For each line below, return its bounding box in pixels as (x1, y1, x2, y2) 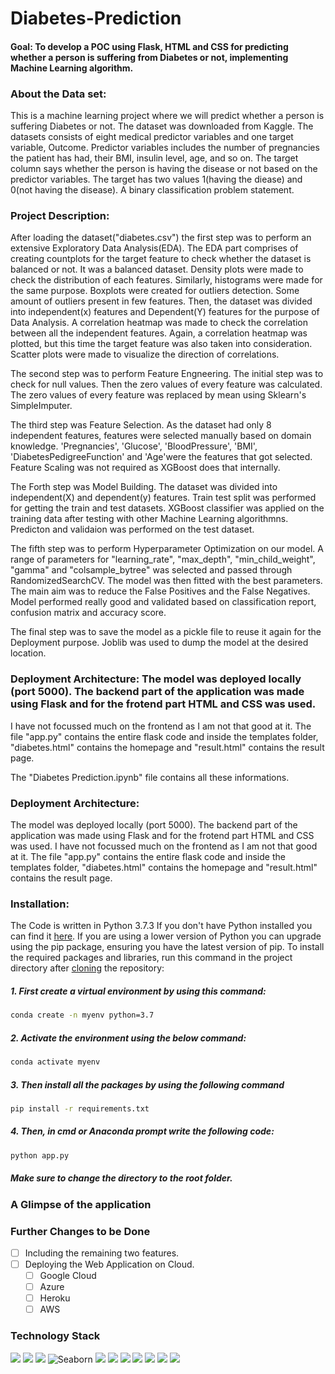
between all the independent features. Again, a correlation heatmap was (10, 327, 308, 339)
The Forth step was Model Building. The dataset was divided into (10, 481, 278, 493)
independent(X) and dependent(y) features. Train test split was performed (10, 492, 317, 504)
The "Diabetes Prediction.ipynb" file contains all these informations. (10, 771, 290, 783)
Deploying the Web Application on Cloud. (24, 1258, 195, 1270)
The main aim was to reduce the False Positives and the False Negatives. (10, 585, 311, 597)
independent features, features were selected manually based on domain (10, 430, 312, 442)
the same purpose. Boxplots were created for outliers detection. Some (10, 285, 300, 297)
